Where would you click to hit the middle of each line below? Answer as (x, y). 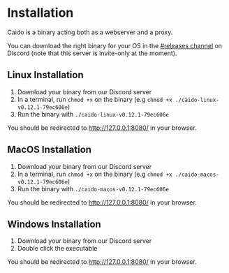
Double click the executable (57, 249)
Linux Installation (45, 75)
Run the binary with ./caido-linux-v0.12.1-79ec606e (93, 114)
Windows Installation (54, 224)
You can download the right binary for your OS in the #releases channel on (114, 45)
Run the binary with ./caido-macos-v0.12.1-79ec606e (93, 189)
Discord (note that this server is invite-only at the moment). (92, 53)
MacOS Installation (50, 150)
